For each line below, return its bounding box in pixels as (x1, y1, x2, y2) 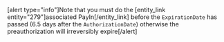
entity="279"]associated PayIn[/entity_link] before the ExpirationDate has (7, 13, 218, 21)
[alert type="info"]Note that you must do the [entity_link (7, 6, 166, 14)
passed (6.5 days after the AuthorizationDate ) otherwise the (7, 20, 180, 28)
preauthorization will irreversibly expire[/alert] (7, 27, 138, 35)
